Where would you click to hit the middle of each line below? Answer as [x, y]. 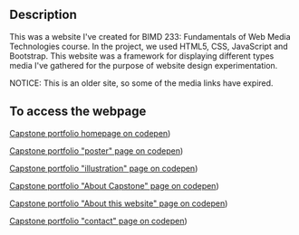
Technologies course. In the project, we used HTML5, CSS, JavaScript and [149, 46]
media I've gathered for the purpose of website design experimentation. [144, 65]
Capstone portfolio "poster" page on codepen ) [96, 150]
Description [43, 15]
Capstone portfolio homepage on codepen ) [90, 133]
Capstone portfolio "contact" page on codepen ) [98, 221]
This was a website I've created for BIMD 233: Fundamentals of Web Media [150, 36]
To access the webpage [78, 112]
